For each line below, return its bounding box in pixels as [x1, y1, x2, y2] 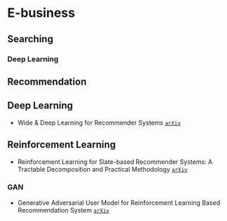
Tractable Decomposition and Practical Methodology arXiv [17, 165, 188, 173]
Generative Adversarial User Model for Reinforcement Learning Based [17, 198, 221, 207]
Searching [7, 33, 54, 45]
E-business [7, 5, 75, 21]
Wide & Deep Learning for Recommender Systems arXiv [17, 118, 181, 127]
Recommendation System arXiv [17, 206, 110, 214]
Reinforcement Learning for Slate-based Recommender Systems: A [17, 157, 213, 166]
